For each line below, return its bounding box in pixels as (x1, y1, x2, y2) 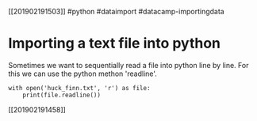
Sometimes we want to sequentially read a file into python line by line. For (8, 60, 249, 70)
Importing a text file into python (8, 35, 221, 52)
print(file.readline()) (22, 91, 102, 99)
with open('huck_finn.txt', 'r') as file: (8, 84, 151, 92)
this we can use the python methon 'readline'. (8, 69, 157, 78)
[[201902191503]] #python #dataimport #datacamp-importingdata (8, 7, 224, 16)
